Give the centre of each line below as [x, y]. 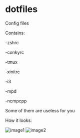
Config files [17, 23]
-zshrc [12, 42]
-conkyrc [14, 52]
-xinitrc [12, 72]
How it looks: [19, 120]
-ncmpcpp [16, 101]
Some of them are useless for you [40, 110]
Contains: [15, 33]
